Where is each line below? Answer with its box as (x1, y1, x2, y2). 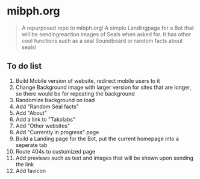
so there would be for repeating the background (15, 89, 135, 97)
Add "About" (15, 109, 47, 116)
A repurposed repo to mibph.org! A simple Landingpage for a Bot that (21, 24, 195, 31)
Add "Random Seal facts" (15, 103, 79, 110)
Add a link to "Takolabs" (15, 116, 76, 123)
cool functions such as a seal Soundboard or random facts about (21, 37, 183, 44)
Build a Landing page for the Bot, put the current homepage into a (15, 135, 180, 142)
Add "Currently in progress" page (15, 128, 99, 135)
